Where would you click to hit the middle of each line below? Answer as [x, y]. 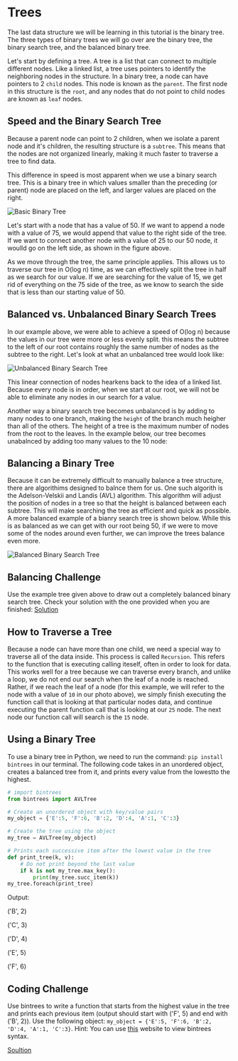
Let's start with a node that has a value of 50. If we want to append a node [116, 225]
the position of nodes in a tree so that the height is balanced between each [117, 503]
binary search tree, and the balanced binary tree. [79, 47]
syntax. [18, 1036]
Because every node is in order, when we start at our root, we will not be [113, 390]
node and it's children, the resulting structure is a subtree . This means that [117, 146]
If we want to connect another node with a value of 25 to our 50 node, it [113, 240]
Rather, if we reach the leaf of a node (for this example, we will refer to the [116, 687]
